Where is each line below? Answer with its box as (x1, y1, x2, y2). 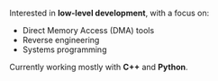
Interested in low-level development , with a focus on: (9, 8, 210, 18)
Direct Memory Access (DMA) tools (22, 25, 155, 35)
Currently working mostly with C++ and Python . (9, 62, 188, 72)
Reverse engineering (22, 35, 100, 45)
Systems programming (22, 44, 107, 55)
